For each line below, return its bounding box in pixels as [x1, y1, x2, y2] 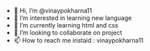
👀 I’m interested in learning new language [13, 14, 132, 22]
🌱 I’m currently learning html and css [13, 21, 119, 29]
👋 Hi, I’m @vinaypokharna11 [13, 7, 92, 14]
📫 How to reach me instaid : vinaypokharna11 [13, 37, 144, 44]
